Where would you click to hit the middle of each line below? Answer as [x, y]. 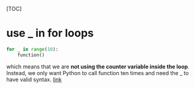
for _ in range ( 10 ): [33, 49]
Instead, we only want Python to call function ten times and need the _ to [97, 73]
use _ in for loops [50, 33]
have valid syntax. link [34, 79]
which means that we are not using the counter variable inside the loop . [98, 67]
